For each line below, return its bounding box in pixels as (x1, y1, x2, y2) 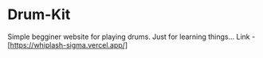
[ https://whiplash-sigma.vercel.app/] (7, 40, 128, 49)
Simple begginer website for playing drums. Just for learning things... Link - (7, 32, 256, 41)
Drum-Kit (7, 6, 71, 24)
